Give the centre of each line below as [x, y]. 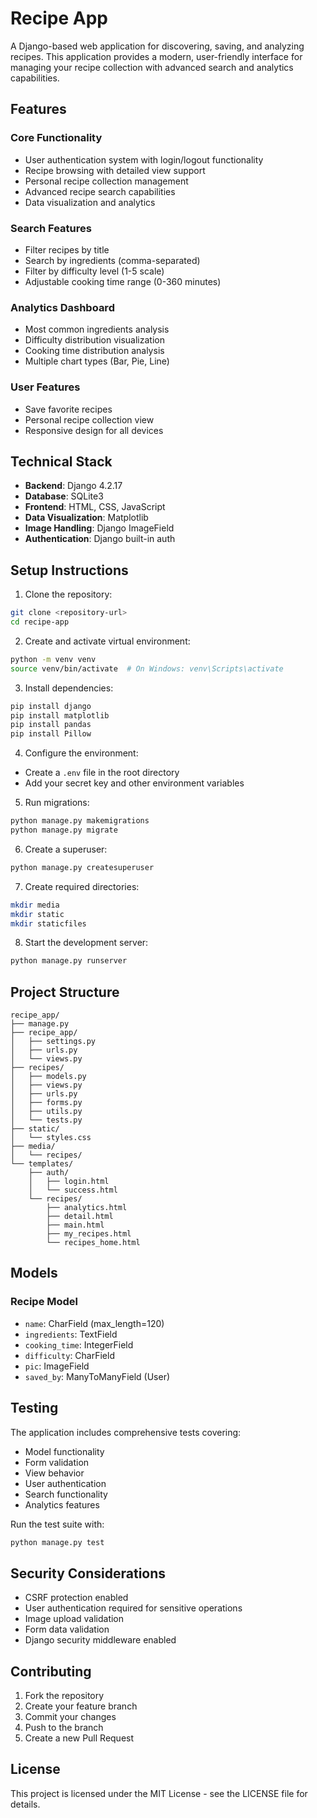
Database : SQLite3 [64, 496]
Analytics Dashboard [62, 307]
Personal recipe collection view [89, 419]
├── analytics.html [87, 1208]
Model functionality [64, 1451]
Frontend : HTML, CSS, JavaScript [95, 507]
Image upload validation [74, 1619]
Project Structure [65, 992]
